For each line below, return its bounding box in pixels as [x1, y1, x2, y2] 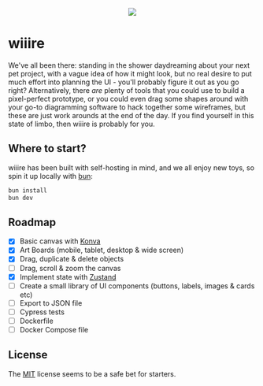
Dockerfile [19, 316, 54, 325]
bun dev [8, 194, 34, 202]
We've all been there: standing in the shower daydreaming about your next [8, 60, 250, 70]
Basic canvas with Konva [19, 236, 101, 246]
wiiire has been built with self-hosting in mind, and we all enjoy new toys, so [8, 162, 254, 173]
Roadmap [8, 215, 57, 228]
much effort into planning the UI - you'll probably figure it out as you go [8, 77, 239, 87]
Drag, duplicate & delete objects [19, 254, 124, 264]
